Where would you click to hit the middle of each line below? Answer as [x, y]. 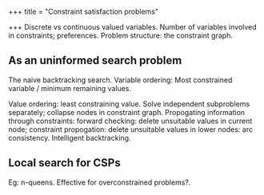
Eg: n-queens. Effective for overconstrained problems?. [100, 182]
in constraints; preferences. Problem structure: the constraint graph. [121, 36]
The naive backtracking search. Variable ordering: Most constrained [120, 80]
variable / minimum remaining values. [70, 88]
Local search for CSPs [65, 163]
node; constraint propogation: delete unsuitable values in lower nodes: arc [131, 129]
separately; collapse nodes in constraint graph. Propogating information [127, 112]
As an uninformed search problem [95, 60]
